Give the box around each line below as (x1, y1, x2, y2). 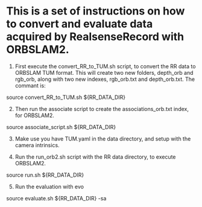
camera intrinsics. (14, 141, 60, 148)
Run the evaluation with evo (14, 183, 84, 190)
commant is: (14, 81, 46, 89)
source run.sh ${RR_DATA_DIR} (6, 171, 84, 179)
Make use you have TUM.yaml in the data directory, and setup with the (14, 135, 191, 142)
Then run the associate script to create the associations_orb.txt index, (14, 105, 189, 112)
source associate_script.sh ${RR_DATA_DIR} (6, 123, 116, 130)
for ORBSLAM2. (14, 112, 54, 119)
